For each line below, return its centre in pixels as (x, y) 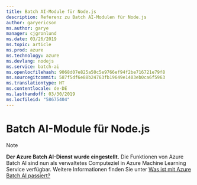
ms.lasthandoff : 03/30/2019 (41, 94)
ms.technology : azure (33, 56)
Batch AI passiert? (28, 176)
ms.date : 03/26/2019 (32, 39)
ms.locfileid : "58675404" (38, 99)
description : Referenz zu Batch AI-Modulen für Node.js (76, 17)
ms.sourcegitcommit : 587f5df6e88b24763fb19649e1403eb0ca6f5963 (86, 77)
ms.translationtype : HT (35, 83)
